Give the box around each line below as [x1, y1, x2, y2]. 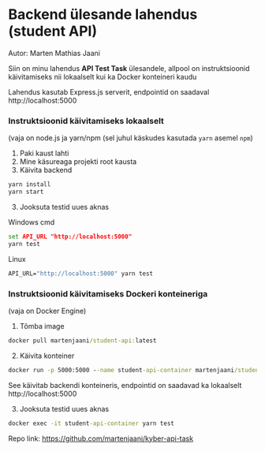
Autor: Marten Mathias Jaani [8, 48, 101, 58]
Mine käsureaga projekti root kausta [19, 157, 137, 166]
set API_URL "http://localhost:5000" [8, 233, 132, 240]
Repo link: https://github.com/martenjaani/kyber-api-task [8, 434, 194, 443]
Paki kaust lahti [19, 148, 69, 158]
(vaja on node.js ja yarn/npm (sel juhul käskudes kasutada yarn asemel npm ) [8, 133, 254, 143]
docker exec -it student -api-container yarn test [8, 419, 175, 427]
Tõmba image [19, 321, 65, 330]
